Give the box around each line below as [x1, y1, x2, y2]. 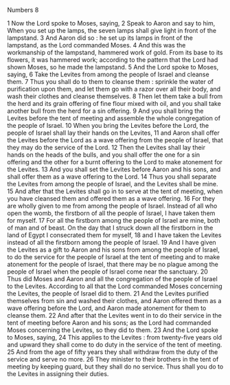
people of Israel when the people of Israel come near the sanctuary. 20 [7, 267, 208, 276]
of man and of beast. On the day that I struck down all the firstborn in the [7, 223, 214, 232]
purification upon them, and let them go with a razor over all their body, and [7, 85, 221, 93]
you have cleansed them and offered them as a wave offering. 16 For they [7, 195, 216, 202]
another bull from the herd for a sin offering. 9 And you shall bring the [7, 107, 204, 115]
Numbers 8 [7, 6, 39, 14]
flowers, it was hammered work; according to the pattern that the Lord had [7, 56, 218, 64]
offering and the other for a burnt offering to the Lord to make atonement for [7, 158, 223, 166]
